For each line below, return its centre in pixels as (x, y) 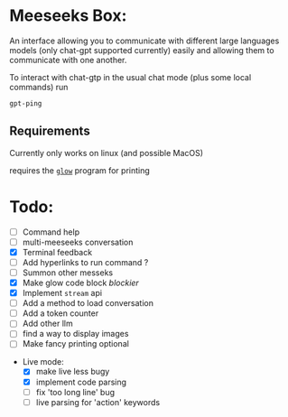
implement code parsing (81, 382)
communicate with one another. (68, 60)
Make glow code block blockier (81, 283)
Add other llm (48, 324)
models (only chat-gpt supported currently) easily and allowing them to (142, 50)
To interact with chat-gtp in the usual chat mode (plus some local (130, 77)
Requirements (50, 131)
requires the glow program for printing (80, 170)
